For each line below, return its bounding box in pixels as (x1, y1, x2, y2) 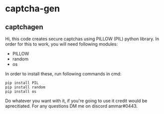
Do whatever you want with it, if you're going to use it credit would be (5, 98, 148, 104)
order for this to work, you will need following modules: (5, 41, 118, 47)
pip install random (5, 85, 46, 90)
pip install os (5, 89, 37, 94)
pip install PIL (5, 80, 39, 85)
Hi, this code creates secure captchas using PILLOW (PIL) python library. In (5, 36, 160, 42)
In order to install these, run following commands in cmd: (5, 71, 122, 77)
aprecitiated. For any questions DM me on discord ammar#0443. (5, 103, 138, 109)
